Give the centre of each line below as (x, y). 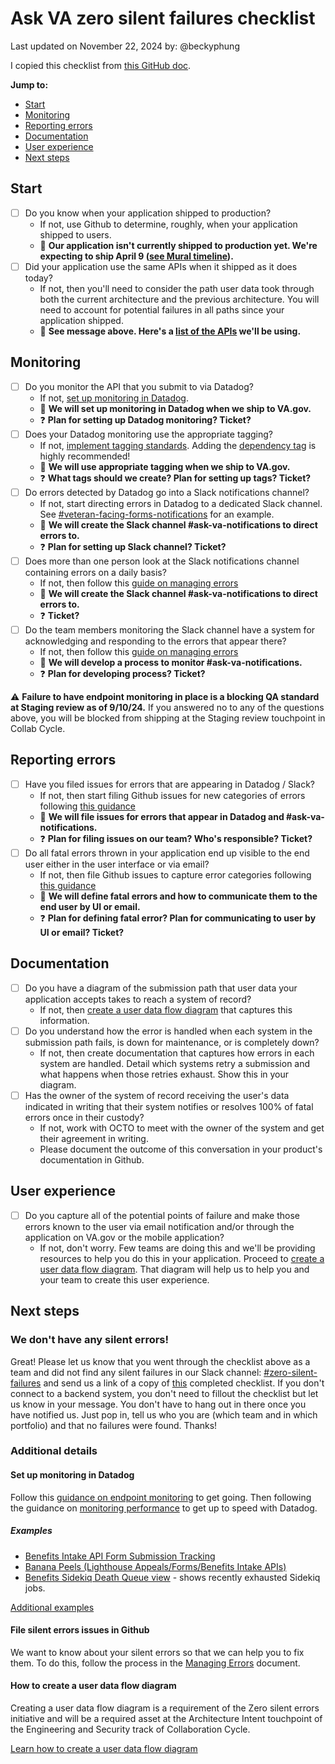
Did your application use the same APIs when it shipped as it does (161, 266)
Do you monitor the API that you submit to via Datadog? (139, 386)
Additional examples (52, 1607)
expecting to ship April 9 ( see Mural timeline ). (136, 256)
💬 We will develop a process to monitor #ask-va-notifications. (171, 662)
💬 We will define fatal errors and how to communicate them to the (178, 896)
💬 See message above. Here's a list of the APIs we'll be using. (170, 331)
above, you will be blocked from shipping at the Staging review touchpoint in (168, 718)
